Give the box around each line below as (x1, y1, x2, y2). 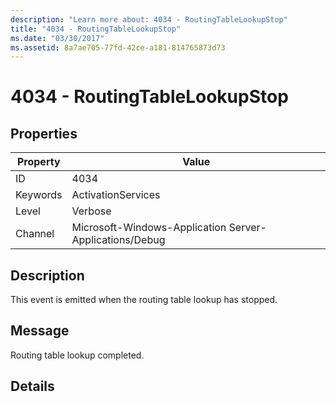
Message (10, 322, 70, 340)
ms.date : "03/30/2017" (10, 33, 105, 43)
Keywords (15, 188, 63, 202)
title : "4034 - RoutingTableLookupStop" (10, 24, 182, 34)
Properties (10, 125, 78, 142)
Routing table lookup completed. (10, 349, 145, 361)
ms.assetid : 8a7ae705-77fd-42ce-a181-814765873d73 (10, 42, 226, 53)
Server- (228, 221, 267, 235)
